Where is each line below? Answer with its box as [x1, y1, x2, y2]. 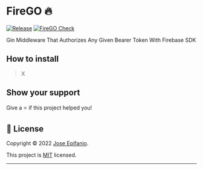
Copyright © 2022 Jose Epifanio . [6, 140, 89, 147]
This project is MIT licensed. [6, 151, 77, 159]
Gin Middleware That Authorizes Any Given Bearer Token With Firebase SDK [6, 36, 196, 44]
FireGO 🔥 [6, 4, 53, 18]
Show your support [6, 88, 80, 98]
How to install [6, 54, 59, 64]
